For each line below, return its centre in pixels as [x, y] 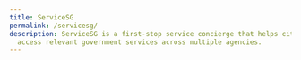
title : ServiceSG [42, 17]
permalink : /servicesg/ [54, 26]
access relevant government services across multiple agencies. [140, 42]
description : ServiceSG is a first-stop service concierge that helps [144, 34]
